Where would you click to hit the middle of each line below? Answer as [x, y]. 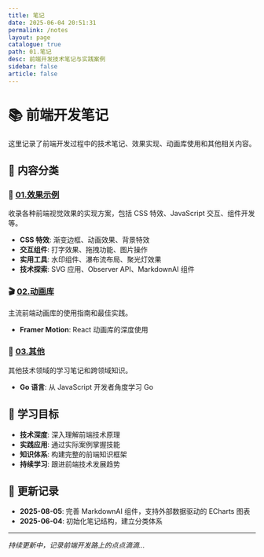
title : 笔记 [26, 15]
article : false [33, 74]
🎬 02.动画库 [31, 291]
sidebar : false [33, 67]
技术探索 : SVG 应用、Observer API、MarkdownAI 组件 [107, 269]
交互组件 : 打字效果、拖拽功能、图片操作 [83, 250]
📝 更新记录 [33, 491]
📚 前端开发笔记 [59, 115]
